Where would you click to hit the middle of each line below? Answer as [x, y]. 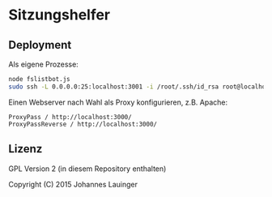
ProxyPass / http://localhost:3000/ [70, 117]
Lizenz [25, 149]
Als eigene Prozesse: [43, 64]
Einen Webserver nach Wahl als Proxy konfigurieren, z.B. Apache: [118, 102]
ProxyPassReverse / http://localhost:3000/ [83, 124]
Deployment [40, 45]
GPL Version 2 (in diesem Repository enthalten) [87, 169]
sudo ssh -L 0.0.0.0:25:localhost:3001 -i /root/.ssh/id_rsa [114, 87]
